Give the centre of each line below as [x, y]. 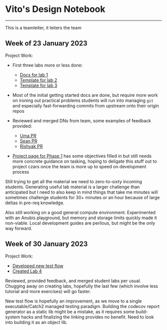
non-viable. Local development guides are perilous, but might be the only [80, 223]
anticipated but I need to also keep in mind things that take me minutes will [82, 192]
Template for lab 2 [39, 80]
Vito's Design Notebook [55, 9]
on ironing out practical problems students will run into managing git [83, 100]
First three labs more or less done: [47, 65]
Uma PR [28, 135]
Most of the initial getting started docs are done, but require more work [85, 95]
